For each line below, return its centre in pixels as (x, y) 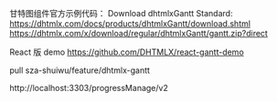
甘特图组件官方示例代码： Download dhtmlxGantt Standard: (121, 13)
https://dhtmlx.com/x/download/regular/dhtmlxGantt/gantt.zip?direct (138, 33)
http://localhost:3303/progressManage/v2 (89, 88)
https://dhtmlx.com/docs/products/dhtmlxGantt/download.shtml (130, 24)
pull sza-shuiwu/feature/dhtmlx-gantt (80, 70)
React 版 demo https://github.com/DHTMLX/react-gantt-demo (127, 52)
